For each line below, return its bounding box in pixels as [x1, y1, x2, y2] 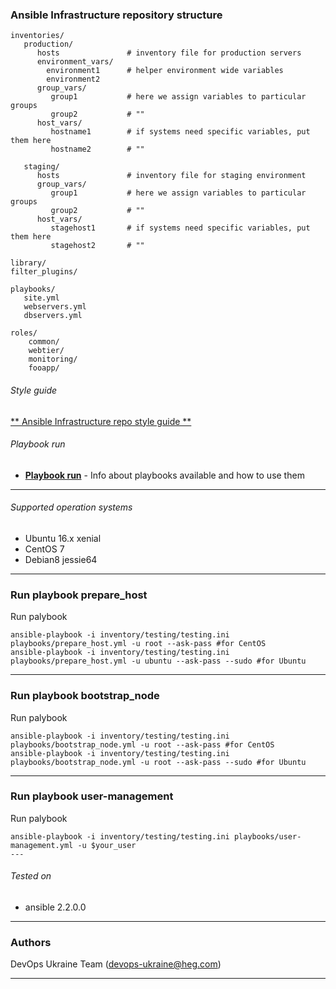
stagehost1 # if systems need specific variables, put [50, 223, 311, 233]
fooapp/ [28, 363, 60, 373]
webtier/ [28, 346, 65, 356]
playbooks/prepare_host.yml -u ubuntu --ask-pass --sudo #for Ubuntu [10, 656, 307, 667]
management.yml [10, 840, 74, 850]
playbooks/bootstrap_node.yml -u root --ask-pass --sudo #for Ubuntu [10, 757, 307, 767]
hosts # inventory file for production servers [36, 48, 302, 58]
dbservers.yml [23, 311, 83, 321]
